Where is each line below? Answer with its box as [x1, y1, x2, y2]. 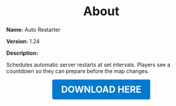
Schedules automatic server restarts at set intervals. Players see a [6, 61, 171, 69]
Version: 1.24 [6, 38, 40, 45]
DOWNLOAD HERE [61, 84, 142, 96]
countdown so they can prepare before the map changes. [6, 67, 149, 75]
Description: [6, 49, 38, 57]
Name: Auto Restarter [6, 26, 61, 34]
